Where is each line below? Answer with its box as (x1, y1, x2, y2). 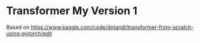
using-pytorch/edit (6, 29, 53, 37)
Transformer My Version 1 (6, 4, 137, 18)
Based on (6, 24, 30, 31)
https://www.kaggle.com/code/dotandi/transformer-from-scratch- (30, 24, 194, 31)
